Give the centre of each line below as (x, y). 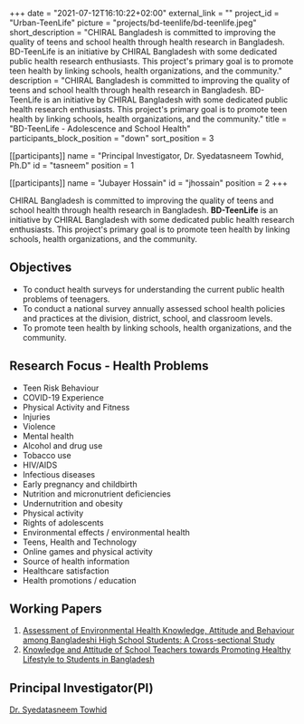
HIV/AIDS (40, 465)
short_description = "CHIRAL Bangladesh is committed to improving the (142, 32)
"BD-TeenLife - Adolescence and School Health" (100, 129)
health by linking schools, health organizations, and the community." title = (148, 119)
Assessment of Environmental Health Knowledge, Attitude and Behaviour (158, 631)
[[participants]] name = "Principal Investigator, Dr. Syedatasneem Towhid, (147, 156)
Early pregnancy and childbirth (80, 484)
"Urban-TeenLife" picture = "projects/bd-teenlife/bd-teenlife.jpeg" (133, 23)
